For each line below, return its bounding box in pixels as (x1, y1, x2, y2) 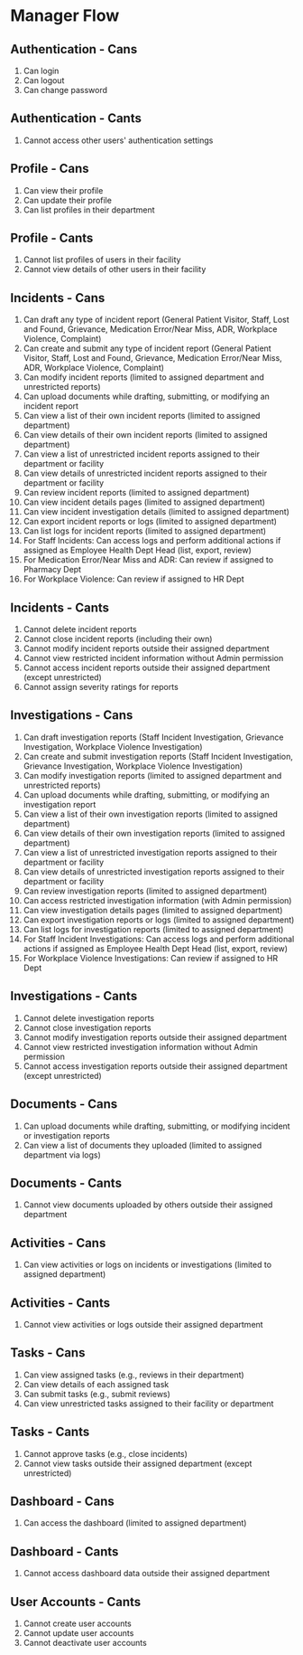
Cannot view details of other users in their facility (23, 264, 207, 275)
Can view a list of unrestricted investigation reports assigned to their (23, 846, 278, 857)
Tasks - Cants (10, 1424, 90, 1440)
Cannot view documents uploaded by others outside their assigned (23, 1199, 273, 1210)
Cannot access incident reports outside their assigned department (23, 662, 271, 674)
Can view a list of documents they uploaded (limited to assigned (23, 1140, 262, 1150)
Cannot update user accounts (23, 1628, 134, 1638)
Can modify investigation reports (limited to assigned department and (23, 770, 282, 780)
